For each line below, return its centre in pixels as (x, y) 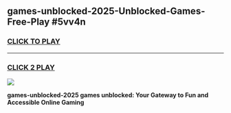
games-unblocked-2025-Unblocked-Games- (106, 11)
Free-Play (29, 22)
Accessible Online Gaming (46, 102)
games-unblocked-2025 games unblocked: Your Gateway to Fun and (108, 95)
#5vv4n (68, 22)
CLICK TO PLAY (34, 42)
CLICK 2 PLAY (31, 67)
